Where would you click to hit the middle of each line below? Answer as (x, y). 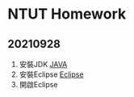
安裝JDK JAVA (43, 64)
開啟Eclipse (38, 84)
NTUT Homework (67, 14)
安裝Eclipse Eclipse (51, 74)
